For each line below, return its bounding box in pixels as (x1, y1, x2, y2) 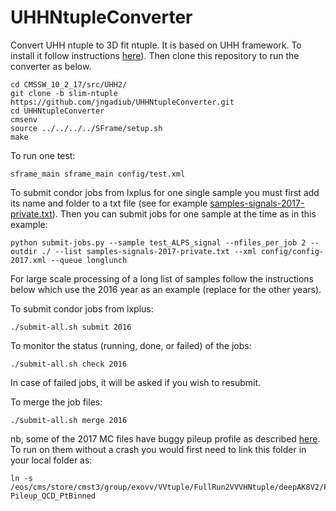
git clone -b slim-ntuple (10, 88, 118, 98)
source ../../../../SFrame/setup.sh (10, 123, 163, 133)
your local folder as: (10, 454, 93, 466)
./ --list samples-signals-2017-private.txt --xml (41, 246, 257, 256)
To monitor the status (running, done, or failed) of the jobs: (10, 339, 252, 351)
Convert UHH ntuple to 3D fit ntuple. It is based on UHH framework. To (10, 39, 302, 51)
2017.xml (10, 255, 47, 265)
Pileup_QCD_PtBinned (10, 491, 97, 501)
